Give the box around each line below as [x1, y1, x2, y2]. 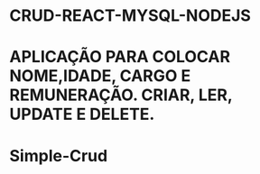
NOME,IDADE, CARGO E [9, 66, 191, 87]
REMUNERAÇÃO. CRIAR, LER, [9, 85, 233, 105]
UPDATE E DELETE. [9, 105, 155, 124]
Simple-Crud [9, 145, 108, 166]
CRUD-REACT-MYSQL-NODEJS [9, 5, 251, 26]
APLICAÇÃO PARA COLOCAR [9, 47, 231, 68]
